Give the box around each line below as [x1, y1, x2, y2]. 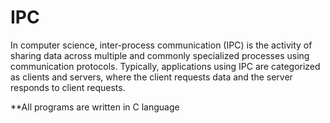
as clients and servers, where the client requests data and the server [10, 71, 293, 83]
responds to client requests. [10, 81, 126, 93]
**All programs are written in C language [10, 101, 180, 113]
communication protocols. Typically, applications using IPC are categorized [10, 60, 321, 72]
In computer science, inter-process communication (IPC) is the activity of [10, 39, 313, 51]
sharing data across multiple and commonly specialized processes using [10, 49, 310, 61]
